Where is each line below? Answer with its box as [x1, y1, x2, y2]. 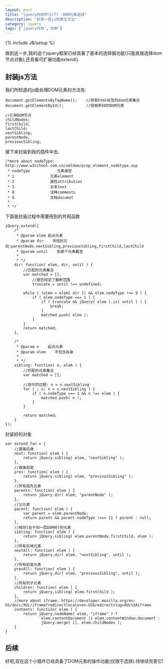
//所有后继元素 [14, 543, 42, 548]
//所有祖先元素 [14, 483, 42, 489]
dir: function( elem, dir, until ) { [14, 262, 93, 267]
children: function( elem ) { [14, 585, 78, 590]
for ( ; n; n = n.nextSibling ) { [23, 386, 95, 392]
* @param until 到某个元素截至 [16, 249, 83, 254]
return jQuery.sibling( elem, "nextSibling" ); [23, 455, 124, 460]
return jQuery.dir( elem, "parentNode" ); [23, 492, 113, 497]
